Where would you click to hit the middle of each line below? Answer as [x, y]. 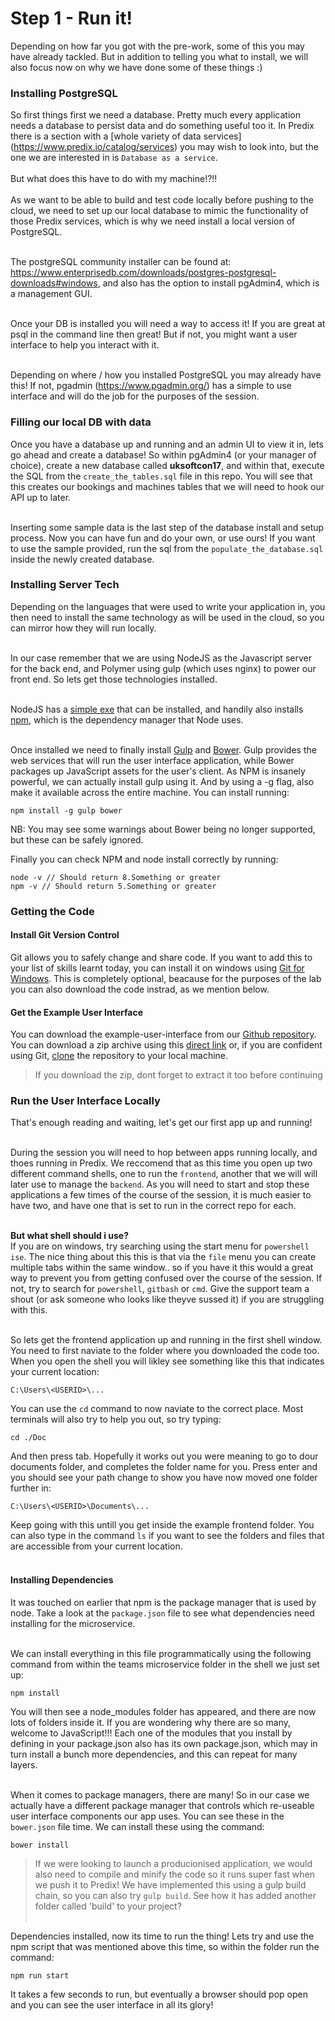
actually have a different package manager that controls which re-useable [162, 1805]
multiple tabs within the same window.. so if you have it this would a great [162, 1268]
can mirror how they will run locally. [83, 628]
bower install [40, 1845]
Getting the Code [52, 911]
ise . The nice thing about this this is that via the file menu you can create [163, 1257]
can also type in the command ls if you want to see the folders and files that [167, 1536]
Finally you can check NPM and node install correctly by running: [144, 859]
